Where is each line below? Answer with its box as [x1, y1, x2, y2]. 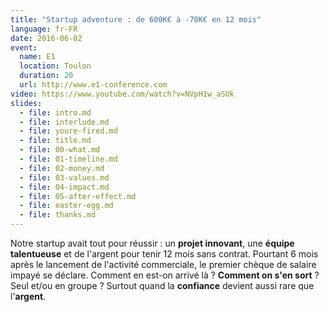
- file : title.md [19, 136, 92, 146]
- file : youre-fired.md [19, 126, 118, 136]
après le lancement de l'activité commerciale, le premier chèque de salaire [10, 259, 317, 270]
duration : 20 [19, 71, 74, 81]
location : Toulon [19, 61, 92, 71]
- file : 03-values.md [19, 172, 110, 183]
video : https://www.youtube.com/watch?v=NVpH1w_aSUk [10, 89, 235, 99]
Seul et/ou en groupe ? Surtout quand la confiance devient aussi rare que [10, 280, 315, 291]
